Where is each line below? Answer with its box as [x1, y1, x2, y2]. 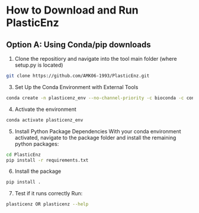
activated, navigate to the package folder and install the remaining [14, 134, 176, 141]
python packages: [14, 140, 59, 148]
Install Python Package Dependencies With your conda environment [14, 127, 182, 135]
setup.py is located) [14, 61, 63, 68]
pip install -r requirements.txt [6, 157, 89, 163]
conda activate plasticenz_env [6, 117, 84, 123]
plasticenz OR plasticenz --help [6, 201, 89, 207]
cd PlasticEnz [6, 152, 41, 158]
